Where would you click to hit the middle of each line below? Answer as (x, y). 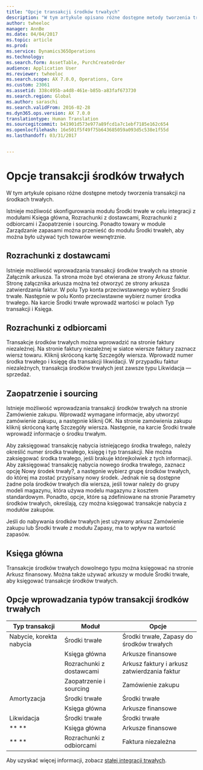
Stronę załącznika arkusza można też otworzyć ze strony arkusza (88, 283)
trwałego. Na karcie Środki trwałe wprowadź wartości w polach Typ (90, 302)
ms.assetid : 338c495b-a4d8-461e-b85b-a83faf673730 (71, 91)
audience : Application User (42, 68)
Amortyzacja (27, 698)
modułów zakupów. (31, 510)
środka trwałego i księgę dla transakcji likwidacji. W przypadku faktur (92, 362)
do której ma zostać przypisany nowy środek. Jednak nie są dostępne (93, 478)
